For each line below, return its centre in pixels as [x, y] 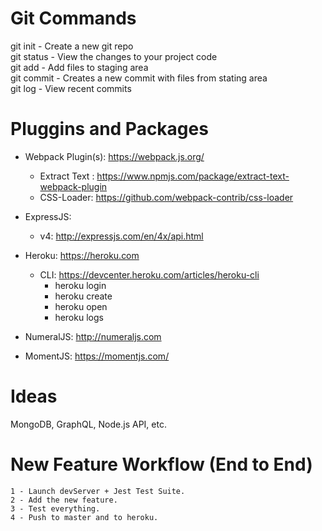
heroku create [83, 296]
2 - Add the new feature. [64, 500]
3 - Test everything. [55, 508]
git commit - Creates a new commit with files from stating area [139, 78]
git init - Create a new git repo [72, 46]
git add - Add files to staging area [79, 67]
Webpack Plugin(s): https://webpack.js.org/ [114, 156]
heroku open [81, 306]
